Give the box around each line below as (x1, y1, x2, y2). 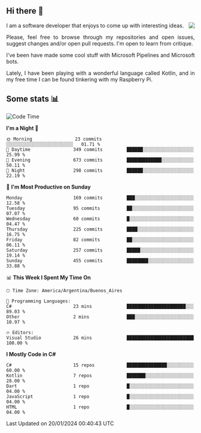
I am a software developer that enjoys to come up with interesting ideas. (6, 22, 184, 29)
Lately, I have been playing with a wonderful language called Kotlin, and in (6, 69, 195, 77)
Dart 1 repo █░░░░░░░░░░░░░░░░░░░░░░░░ (6, 383, 194, 389)
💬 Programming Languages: (6, 298, 71, 304)
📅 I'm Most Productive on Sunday (6, 183, 91, 190)
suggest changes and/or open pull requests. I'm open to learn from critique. (6, 40, 193, 47)
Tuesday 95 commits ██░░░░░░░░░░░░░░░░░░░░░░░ (6, 205, 194, 211)
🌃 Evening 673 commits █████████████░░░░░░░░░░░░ (6, 157, 194, 163)
